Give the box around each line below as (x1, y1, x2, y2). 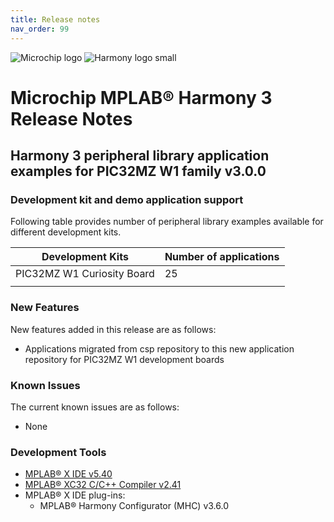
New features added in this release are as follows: (10, 323, 217, 335)
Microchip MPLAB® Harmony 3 (10, 86, 273, 109)
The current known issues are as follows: (10, 401, 180, 413)
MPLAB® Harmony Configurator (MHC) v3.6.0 (39, 500, 229, 512)
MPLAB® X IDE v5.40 (24, 468, 113, 480)
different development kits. (10, 226, 122, 238)
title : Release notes (10, 14, 101, 25)
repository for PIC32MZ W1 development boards (24, 353, 225, 365)
